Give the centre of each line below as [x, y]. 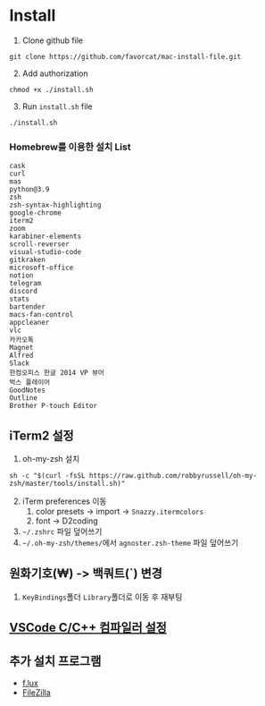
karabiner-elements [46, 237]
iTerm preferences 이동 [64, 501]
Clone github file [52, 40]
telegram [25, 284]
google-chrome [36, 213]
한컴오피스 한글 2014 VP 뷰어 [57, 373]
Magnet [21, 348]
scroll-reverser [39, 244]
